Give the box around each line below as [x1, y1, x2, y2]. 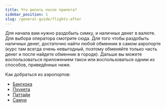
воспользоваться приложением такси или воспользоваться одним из [5, 57, 155, 63]
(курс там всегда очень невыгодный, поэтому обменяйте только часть [5, 46, 157, 52]
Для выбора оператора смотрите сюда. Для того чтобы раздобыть [5, 35, 149, 41]
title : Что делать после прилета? [5, 7, 77, 12]
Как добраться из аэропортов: [5, 72, 71, 78]
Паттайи [12, 92, 30, 98]
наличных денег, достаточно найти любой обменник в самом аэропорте [5, 41, 161, 47]
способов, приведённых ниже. [5, 62, 71, 68]
